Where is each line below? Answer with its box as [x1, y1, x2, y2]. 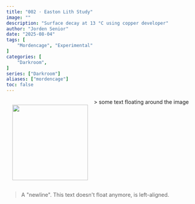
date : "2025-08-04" [6, 31, 56, 37]
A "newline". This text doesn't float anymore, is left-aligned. [21, 191, 170, 198]
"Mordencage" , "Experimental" [17, 43, 94, 49]
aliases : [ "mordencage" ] [6, 76, 69, 82]
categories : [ [6, 54, 42, 60]
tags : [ [6, 37, 26, 43]
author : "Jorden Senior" [6, 25, 69, 32]
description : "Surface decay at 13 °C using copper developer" [6, 20, 169, 26]
